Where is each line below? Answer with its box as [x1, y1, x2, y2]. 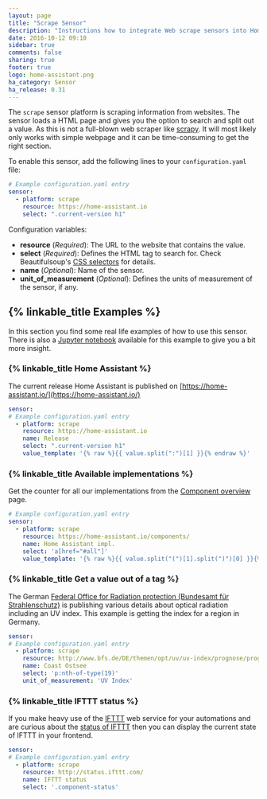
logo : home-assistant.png [8, 71, 94, 79]
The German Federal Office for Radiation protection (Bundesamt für [8, 591, 230, 601]
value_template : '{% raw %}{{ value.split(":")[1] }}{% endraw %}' [22, 450, 250, 458]
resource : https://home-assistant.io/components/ [22, 532, 191, 540]
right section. [8, 141, 52, 151]
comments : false [8, 49, 62, 57]
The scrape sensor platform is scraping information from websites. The [8, 107, 241, 117]
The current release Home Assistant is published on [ [8, 381, 183, 391]
